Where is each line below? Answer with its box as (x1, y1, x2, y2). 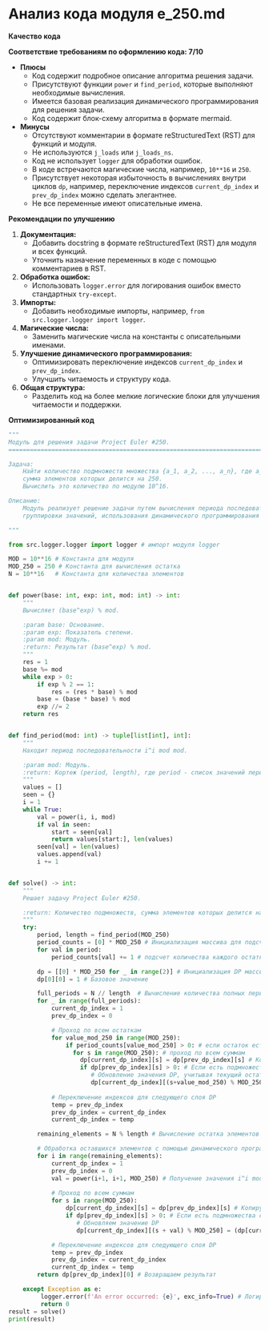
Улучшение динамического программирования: (19, 348, 192, 358)
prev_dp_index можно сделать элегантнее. (31, 190, 178, 199)
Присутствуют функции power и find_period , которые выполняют (31, 79, 254, 89)
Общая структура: (19, 382, 86, 392)
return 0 (40, 1300, 70, 1308)
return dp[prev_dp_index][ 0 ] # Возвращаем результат (37, 1271, 217, 1279)
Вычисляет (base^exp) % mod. (22, 606, 120, 614)
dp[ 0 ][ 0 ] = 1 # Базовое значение (37, 975, 149, 983)
